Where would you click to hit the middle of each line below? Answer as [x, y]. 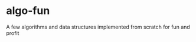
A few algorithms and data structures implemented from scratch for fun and [98, 27]
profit [13, 33]
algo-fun [28, 11]
